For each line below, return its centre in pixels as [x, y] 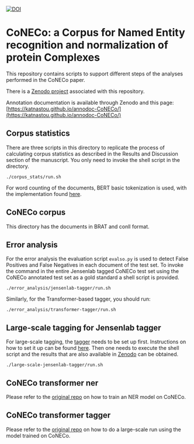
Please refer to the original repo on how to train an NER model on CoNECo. [96, 397]
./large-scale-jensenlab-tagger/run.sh [55, 365]
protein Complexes [53, 58]
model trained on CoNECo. [38, 435]
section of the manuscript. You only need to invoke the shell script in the [93, 160]
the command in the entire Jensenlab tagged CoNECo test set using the [93, 271]
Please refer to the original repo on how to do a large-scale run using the [93, 429]
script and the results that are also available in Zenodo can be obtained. [92, 354]
